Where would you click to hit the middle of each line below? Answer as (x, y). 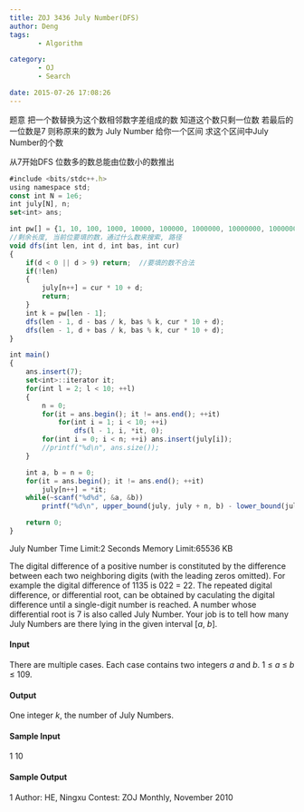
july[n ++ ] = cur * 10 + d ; (93, 288)
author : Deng (34, 26)
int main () (30, 355)
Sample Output (38, 778)
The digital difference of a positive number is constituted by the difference (148, 566)
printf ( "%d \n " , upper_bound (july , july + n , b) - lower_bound (161, 506)
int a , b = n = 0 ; (60, 473)
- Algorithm (60, 43)
